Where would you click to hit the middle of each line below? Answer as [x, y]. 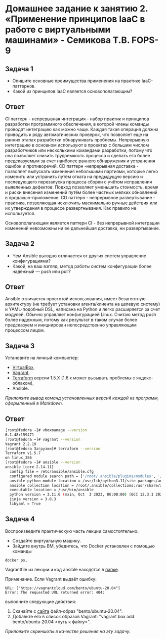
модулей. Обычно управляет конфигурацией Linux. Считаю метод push [81, 315]
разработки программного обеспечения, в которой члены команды [77, 124]
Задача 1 [19, 69]
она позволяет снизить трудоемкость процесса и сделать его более [78, 155]
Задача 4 [20, 519]
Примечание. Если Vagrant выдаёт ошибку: [51, 579]
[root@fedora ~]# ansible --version [43, 462]
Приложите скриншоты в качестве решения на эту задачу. [68, 631]
